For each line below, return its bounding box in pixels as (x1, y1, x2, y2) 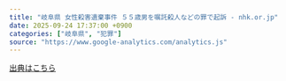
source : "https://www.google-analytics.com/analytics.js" (9, 37, 228, 47)
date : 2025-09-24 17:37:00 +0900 (9, 21, 133, 30)
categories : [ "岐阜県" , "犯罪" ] (9, 29, 122, 38)
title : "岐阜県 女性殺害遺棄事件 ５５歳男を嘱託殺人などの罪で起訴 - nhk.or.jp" (9, 12, 279, 22)
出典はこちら (9, 63, 56, 73)
